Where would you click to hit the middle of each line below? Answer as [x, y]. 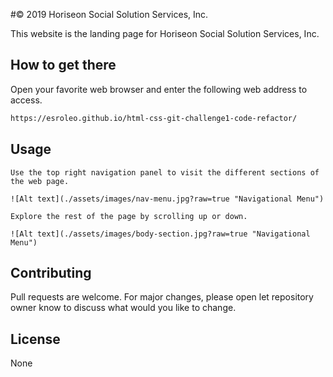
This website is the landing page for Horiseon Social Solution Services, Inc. [165, 33]
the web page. [40, 181]
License [35, 339]
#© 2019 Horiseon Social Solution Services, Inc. [109, 14]
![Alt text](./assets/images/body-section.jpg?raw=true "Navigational [160, 234]
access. [26, 100]
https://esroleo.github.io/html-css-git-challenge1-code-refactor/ [154, 118]
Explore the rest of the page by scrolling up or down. [129, 216]
